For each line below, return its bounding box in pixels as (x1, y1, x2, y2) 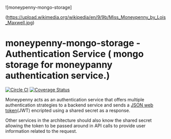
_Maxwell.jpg (5, 20, 33, 25)
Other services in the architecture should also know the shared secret (5, 117, 152, 123)
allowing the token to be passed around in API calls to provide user (5, 122, 146, 129)
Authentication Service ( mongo (5, 48, 144, 60)
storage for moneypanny (5, 59, 113, 71)
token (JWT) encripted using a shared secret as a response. (5, 107, 131, 114)
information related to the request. (5, 128, 78, 134)
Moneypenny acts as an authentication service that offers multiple (5, 96, 144, 102)
